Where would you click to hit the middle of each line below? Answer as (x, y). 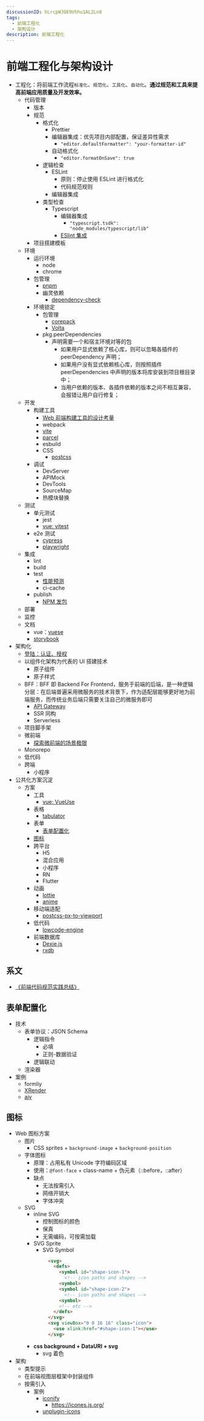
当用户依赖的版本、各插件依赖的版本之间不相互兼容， (127, 387)
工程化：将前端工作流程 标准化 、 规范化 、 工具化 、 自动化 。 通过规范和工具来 (104, 85)
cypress (52, 540)
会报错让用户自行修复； (90, 395)
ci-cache (54, 588)
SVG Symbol (58, 1250)
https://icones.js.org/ (78, 1405)
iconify (51, 1398)
